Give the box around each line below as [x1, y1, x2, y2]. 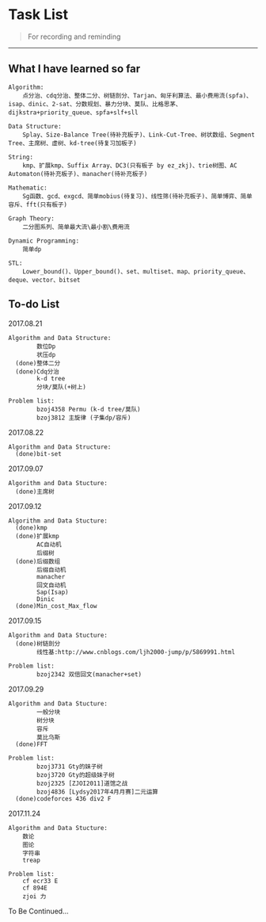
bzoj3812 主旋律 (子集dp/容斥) [36, 414, 131, 422]
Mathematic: [8, 184, 47, 192]
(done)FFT [15, 740, 47, 748]
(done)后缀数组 [15, 557, 61, 565]
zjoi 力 [22, 892, 47, 901]
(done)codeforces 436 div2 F [15, 794, 112, 802]
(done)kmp [15, 523, 47, 532]
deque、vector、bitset [8, 276, 81, 284]
